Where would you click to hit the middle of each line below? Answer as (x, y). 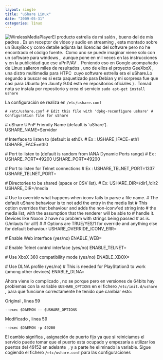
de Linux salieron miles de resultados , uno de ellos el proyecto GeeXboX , (80, 68)
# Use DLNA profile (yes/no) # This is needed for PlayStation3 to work (75, 266)
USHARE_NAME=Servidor (31, 130)
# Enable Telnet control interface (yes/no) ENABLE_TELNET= (66, 248)
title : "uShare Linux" (28, 14)
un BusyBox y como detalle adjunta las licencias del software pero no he (78, 47)
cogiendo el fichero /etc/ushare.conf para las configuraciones (68, 352)
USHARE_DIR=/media (27, 189)
